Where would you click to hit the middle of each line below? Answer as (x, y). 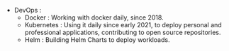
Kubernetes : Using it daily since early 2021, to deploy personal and (123, 25)
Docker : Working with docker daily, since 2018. (94, 17)
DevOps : (28, 10)
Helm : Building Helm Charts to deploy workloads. (97, 40)
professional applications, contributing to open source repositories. (123, 32)
